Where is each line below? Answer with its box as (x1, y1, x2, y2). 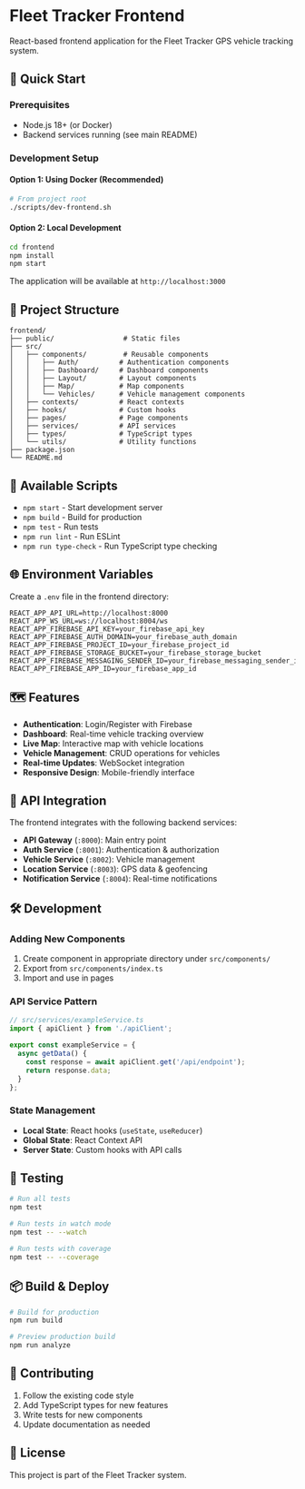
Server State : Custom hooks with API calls (22, 1144, 182, 1155)
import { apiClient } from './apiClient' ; (9, 1024, 172, 1033)
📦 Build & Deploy (9, 1279, 110, 1295)
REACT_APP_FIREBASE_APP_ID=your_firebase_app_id (9, 664, 197, 673)
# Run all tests (9, 1195, 71, 1204)
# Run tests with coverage (9, 1244, 112, 1253)
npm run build (9, 1316, 64, 1326)
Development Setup (9, 152, 99, 164)
